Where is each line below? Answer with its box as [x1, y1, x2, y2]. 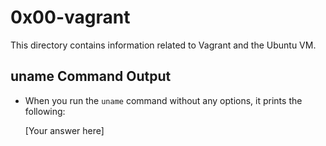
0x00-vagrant [10, 6, 131, 29]
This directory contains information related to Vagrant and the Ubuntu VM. [10, 39, 317, 51]
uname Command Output [10, 68, 172, 85]
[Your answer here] [24, 124, 105, 136]
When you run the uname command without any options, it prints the [24, 94, 303, 106]
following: [24, 105, 66, 117]
